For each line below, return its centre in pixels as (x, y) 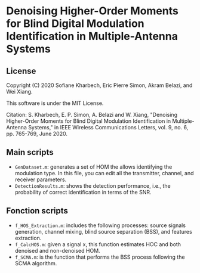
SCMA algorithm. (36, 263)
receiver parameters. (41, 179)
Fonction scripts (37, 211)
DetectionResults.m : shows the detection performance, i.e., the (93, 185)
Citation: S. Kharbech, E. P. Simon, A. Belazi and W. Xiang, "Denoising (92, 115)
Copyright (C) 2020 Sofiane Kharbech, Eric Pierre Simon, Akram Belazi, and (99, 85)
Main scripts (30, 152)
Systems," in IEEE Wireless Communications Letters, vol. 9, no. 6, (108, 127)
